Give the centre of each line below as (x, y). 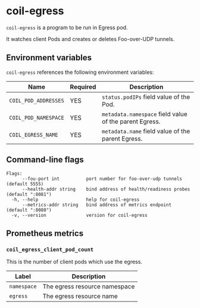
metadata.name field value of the (146, 131)
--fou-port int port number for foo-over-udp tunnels (102, 179)
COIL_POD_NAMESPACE (37, 118)
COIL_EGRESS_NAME (34, 135)
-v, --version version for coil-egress (79, 215)
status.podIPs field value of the (146, 97)
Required (83, 86)
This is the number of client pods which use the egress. (74, 262)
